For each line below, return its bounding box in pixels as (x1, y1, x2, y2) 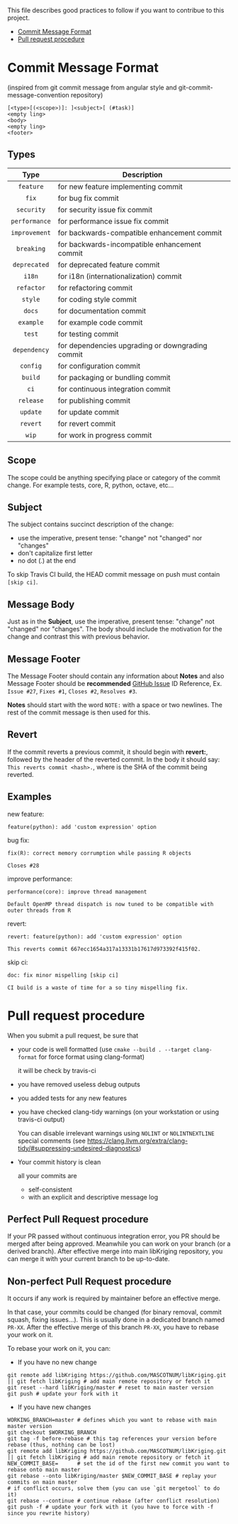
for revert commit (57, 418, 115, 428)
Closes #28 (7, 862, 40, 869)
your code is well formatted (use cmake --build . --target (17, 1045, 191, 1053)
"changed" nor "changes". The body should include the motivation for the (7, 625, 222, 633)
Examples (7, 791, 52, 803)
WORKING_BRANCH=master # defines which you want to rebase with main (7, 1417, 217, 1424)
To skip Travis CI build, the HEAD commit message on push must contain (7, 570, 220, 579)
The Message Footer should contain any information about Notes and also (7, 672, 225, 680)
